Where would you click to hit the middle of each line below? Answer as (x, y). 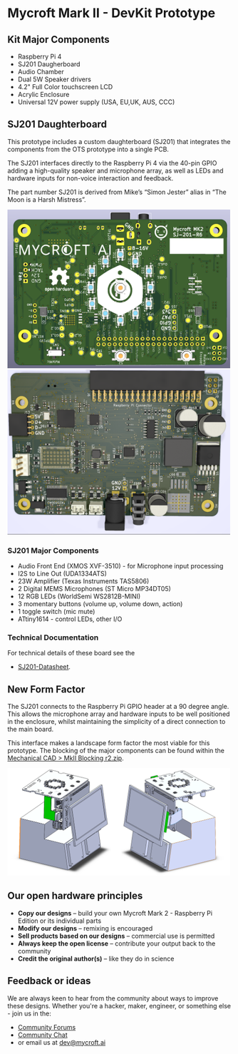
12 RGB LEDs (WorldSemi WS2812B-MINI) (79, 596)
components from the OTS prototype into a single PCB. (88, 149)
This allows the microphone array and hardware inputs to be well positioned (119, 714)
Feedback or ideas (49, 981)
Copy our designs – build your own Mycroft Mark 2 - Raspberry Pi (115, 913)
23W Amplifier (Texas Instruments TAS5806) (83, 581)
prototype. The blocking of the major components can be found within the (116, 751)
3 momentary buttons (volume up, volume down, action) (100, 604)
